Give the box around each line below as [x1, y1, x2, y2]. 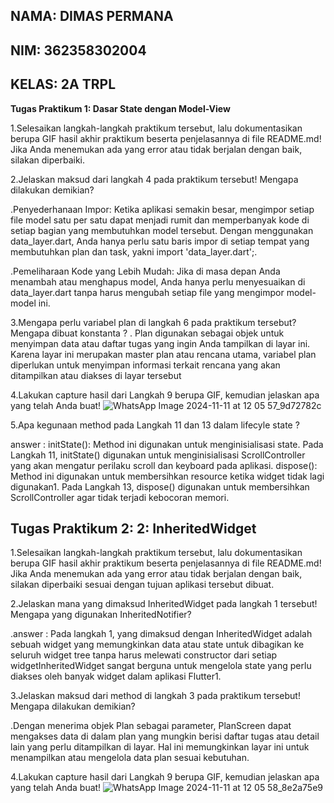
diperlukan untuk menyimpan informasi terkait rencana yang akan [10, 359, 281, 371]
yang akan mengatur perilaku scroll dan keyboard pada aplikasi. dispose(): [10, 459, 318, 471]
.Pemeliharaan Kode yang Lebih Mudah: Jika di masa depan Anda [10, 265, 281, 277]
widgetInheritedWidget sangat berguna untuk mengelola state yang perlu [10, 660, 312, 672]
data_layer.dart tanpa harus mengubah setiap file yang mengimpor [10, 286, 285, 298]
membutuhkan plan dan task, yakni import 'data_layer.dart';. [10, 245, 258, 258]
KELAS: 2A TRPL [10, 76, 116, 93]
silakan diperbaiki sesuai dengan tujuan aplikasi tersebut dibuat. [10, 579, 275, 591]
